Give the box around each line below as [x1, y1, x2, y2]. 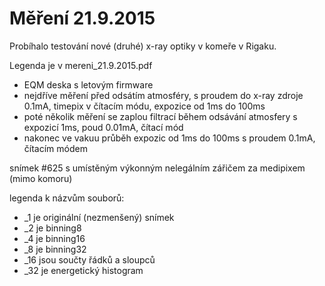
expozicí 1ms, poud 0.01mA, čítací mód [23, 121, 184, 133]
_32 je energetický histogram [23, 264, 144, 276]
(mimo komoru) [9, 172, 73, 184]
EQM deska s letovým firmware [23, 78, 154, 91]
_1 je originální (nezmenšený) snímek [23, 211, 175, 223]
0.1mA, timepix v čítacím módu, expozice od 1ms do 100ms [23, 100, 266, 112]
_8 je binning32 [23, 243, 87, 255]
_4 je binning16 [23, 232, 86, 244]
